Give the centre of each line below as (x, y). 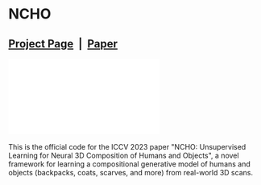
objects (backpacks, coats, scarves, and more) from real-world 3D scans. (131, 173)
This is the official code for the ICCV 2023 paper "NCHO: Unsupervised (127, 147)
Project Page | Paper (63, 44)
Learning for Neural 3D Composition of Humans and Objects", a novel (124, 155)
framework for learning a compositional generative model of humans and (130, 164)
